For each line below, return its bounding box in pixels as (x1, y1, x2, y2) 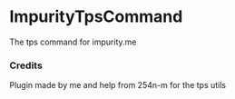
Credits (9, 59, 43, 72)
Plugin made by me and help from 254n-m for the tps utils (9, 80, 227, 91)
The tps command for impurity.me (9, 36, 137, 47)
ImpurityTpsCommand (9, 6, 183, 27)
